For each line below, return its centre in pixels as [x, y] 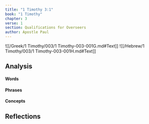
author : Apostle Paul [27, 32]
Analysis [19, 66]
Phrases [14, 90]
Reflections [23, 116]
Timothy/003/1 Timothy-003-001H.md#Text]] [51, 51]
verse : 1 [14, 23]
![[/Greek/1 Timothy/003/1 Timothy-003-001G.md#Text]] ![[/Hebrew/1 [75, 46]
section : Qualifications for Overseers [46, 28]
